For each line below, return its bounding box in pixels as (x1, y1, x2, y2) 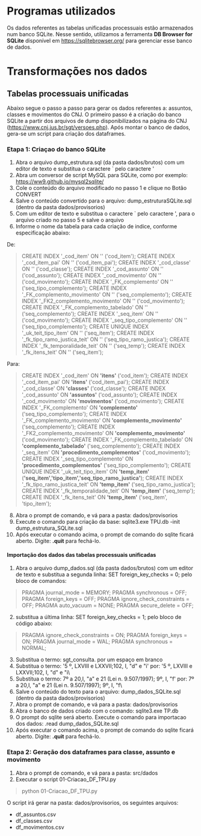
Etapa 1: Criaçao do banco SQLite (7, 145, 106, 153)
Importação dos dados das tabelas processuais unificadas (7, 551, 156, 558)
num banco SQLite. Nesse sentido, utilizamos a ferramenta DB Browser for (7, 30, 193, 37)
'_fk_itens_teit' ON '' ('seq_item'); (21, 348, 104, 356)
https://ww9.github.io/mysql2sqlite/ (15, 178, 104, 185)
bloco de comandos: (15, 577, 67, 585)
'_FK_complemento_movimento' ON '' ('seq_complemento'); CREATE (21, 291, 192, 298)
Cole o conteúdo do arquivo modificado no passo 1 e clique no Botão (15, 184, 187, 192)
